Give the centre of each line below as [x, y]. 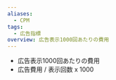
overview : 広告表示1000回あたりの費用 [58, 40]
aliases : [20, 14]
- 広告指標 [27, 33]
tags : [15, 27]
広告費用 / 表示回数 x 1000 [56, 69]
